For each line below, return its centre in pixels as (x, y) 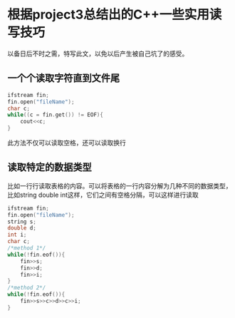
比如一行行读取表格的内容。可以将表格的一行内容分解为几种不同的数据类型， (120, 185)
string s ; (22, 222)
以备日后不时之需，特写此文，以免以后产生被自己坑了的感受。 (98, 53)
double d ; (22, 228)
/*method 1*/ (27, 248)
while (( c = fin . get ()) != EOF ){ (55, 115)
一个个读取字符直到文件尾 (63, 78)
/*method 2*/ (27, 288)
